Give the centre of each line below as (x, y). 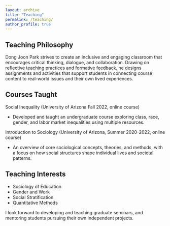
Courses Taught (31, 95)
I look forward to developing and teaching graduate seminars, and (74, 212)
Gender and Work (31, 192)
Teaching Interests (36, 174)
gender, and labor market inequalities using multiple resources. (78, 122)
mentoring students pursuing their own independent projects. (69, 218)
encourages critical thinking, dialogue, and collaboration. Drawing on (77, 63)
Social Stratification (33, 197)
